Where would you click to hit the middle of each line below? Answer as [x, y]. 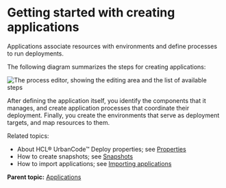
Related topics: [28, 136]
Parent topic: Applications [44, 177]
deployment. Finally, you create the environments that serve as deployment [113, 115]
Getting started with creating [91, 13]
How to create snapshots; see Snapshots [75, 156]
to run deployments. [35, 54]
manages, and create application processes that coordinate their [98, 108]
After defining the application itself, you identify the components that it [107, 100]
